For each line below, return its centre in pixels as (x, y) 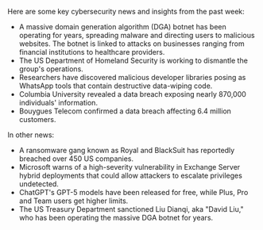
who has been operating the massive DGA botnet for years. (116, 218)
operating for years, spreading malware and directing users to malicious (137, 35)
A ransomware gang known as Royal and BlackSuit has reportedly (127, 150)
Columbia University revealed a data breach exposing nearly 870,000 (133, 94)
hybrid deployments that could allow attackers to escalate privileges (131, 175)
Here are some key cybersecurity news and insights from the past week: (126, 11)
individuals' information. (58, 103)
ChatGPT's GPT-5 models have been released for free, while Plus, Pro (133, 192)
